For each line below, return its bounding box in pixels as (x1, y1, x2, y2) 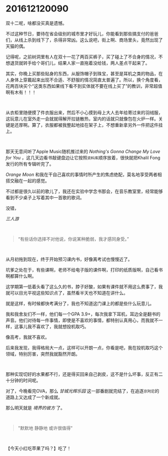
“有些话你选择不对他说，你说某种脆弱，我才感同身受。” (17, 236, 129, 242)
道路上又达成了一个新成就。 (5, 394, 63, 400)
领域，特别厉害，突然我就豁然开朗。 (5, 351, 80, 357)
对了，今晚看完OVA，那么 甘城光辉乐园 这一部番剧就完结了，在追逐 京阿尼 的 (5, 388, 160, 394)
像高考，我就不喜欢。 (5, 334, 49, 340)
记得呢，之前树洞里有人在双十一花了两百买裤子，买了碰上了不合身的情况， (5, 53, 159, 60)
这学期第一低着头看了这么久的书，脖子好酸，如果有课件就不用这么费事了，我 (5, 284, 163, 290)
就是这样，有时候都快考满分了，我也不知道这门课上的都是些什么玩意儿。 (5, 300, 154, 306)
